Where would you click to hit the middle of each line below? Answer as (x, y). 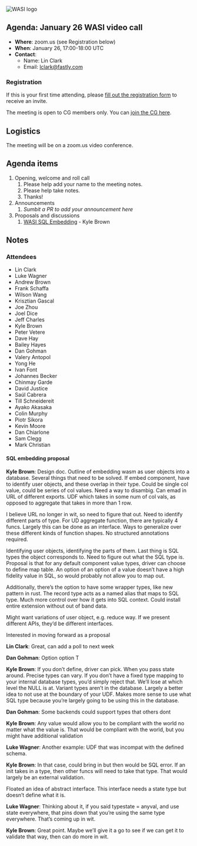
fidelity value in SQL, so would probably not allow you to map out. (86, 575)
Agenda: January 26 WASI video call (74, 27)
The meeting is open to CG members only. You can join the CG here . (89, 112)
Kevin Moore (30, 426)
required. (17, 539)
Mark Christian (33, 445)
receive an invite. (27, 101)
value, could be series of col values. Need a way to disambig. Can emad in (96, 490)
